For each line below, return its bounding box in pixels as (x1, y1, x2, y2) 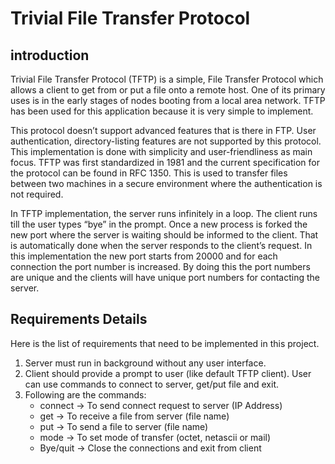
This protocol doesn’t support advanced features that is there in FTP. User (10, 125, 317, 136)
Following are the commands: (24, 388, 147, 401)
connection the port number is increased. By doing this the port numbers (10, 261, 311, 272)
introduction (10, 47, 90, 64)
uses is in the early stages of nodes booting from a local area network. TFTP (10, 95, 326, 106)
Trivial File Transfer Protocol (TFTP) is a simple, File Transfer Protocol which (10, 73, 324, 85)
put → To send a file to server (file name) (39, 420, 209, 432)
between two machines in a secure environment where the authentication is (10, 178, 323, 189)
